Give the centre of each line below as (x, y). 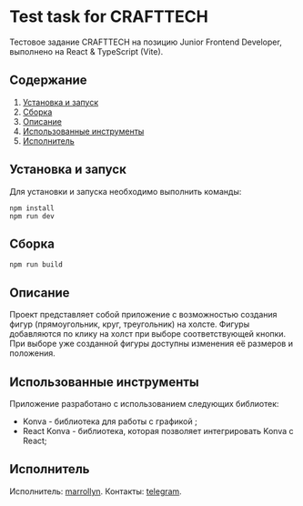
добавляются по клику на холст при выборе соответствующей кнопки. (148, 334)
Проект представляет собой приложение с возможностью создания (143, 315)
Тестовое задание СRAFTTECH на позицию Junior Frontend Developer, (146, 42)
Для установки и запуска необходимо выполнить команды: (126, 191)
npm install (32, 208)
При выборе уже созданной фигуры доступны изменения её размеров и (151, 344)
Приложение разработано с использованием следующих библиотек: (144, 404)
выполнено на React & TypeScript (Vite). (86, 51)
